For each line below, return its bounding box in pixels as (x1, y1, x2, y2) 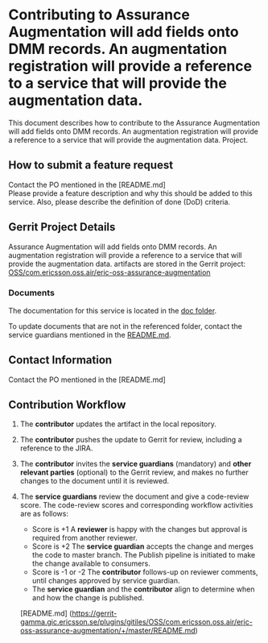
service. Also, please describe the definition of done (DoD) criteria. (8, 197, 231, 206)
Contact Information (8, 353, 113, 367)
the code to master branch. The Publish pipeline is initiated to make (31, 550, 256, 560)
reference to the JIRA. (19, 443, 93, 453)
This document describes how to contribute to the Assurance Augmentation (8, 118, 260, 127)
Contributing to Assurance (8, 6, 191, 24)
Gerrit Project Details (8, 220, 116, 234)
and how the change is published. (31, 593, 145, 603)
